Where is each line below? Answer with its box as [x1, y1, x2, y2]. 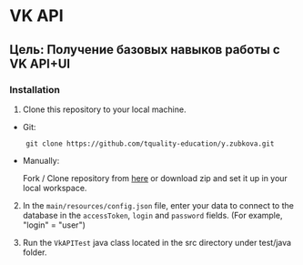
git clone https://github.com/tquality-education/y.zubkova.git [25, 138, 275, 148]
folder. [22, 247, 47, 258]
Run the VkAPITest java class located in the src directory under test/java [22, 237, 292, 248]
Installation [9, 83, 61, 96]
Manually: [22, 155, 60, 166]
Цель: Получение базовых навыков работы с [9, 42, 280, 57]
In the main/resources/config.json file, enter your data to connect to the [22, 199, 294, 210]
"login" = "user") [22, 219, 86, 230]
